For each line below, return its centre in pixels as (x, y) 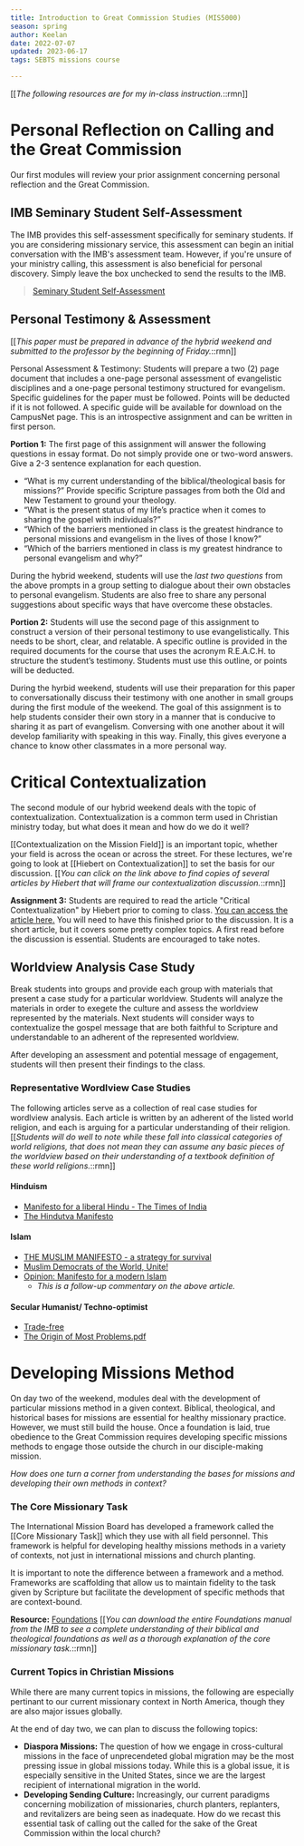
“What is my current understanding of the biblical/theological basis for (154, 481)
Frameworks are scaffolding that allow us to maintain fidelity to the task (143, 1583)
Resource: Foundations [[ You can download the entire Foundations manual (151, 1619)
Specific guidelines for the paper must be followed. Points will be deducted (150, 397)
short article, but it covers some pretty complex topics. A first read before (147, 929)
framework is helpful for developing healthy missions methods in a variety (148, 1546)
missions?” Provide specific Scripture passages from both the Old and (154, 490)
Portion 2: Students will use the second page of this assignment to (135, 621)
